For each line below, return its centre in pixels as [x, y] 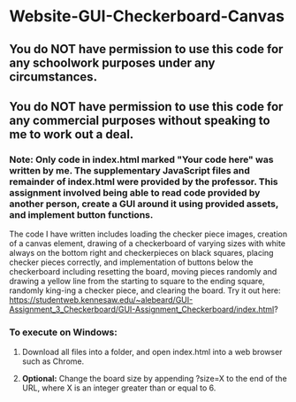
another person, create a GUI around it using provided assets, [144, 204]
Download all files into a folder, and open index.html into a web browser [152, 352]
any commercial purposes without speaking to [140, 120]
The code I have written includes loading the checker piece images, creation [148, 234]
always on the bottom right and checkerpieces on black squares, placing [141, 253]
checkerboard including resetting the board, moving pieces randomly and [143, 272]
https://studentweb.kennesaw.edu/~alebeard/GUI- [101, 300]
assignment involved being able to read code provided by [135, 192]
